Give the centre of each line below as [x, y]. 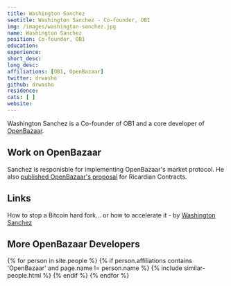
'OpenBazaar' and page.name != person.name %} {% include [95, 268]
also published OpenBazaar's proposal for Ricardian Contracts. [97, 177]
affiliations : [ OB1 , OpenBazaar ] [55, 71]
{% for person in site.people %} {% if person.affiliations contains [100, 261]
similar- [195, 268]
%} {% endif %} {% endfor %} [86, 276]
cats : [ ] [22, 98]
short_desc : [24, 59]
